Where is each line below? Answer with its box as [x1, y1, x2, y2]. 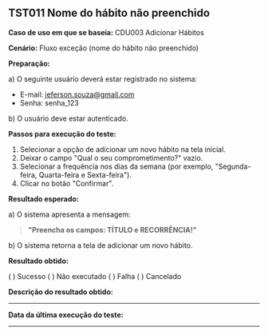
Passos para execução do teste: [8, 129, 116, 138]
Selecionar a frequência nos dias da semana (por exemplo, [19, 162, 214, 171]
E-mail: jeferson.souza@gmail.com [19, 90, 135, 99]
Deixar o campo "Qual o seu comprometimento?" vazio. [19, 153, 203, 162]
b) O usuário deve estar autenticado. [8, 114, 129, 123]
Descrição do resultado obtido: [8, 287, 113, 297]
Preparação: [8, 58, 50, 68]
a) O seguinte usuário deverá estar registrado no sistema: [8, 74, 198, 83]
